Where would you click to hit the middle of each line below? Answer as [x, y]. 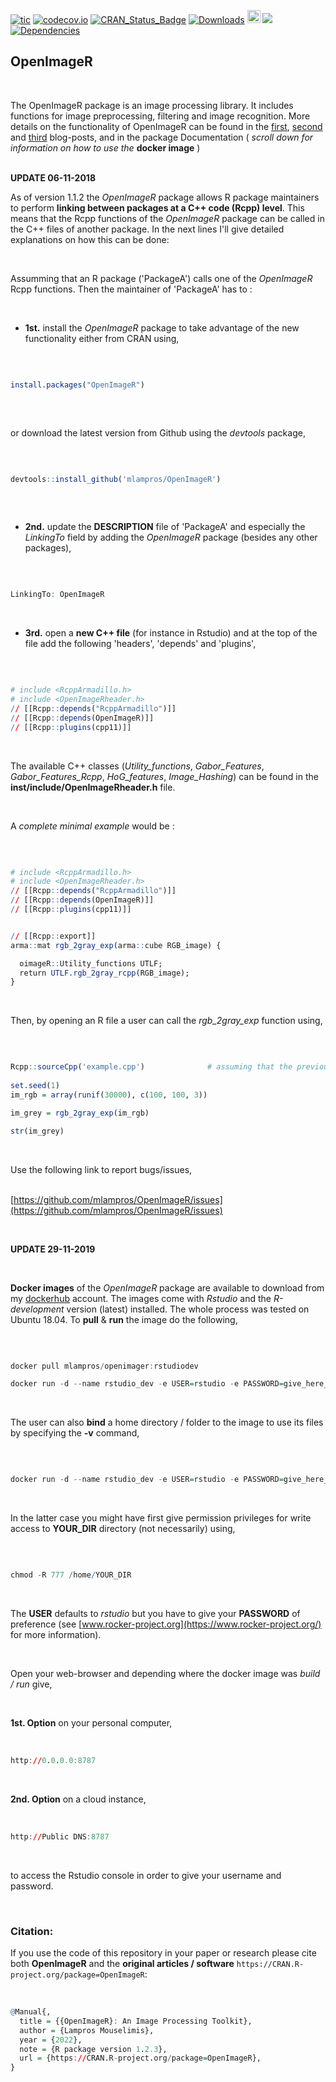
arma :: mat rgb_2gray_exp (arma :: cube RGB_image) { [116, 945]
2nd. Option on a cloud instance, [78, 1799]
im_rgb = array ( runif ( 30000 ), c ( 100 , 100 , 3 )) [109, 1095]
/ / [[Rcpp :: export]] [53, 936]
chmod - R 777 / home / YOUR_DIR [71, 1575]
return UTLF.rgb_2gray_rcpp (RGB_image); [104, 973]
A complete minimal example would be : [92, 826]
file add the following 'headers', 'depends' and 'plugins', [140, 644]
